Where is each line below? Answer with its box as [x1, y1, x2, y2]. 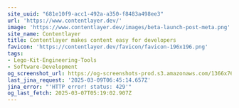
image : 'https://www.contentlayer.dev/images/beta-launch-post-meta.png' [7, 23, 231, 31]
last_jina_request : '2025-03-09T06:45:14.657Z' [7, 76, 152, 84]
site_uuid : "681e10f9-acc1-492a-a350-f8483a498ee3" [7, 10, 164, 18]
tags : [7, 50, 23, 58]
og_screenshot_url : [7, 70, 65, 77]
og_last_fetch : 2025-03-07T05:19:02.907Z [7, 90, 132, 97]
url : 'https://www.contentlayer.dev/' [7, 17, 122, 24]
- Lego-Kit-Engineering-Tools [7, 57, 97, 64]
